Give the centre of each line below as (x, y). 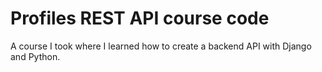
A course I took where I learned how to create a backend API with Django (161, 46)
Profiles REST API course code (140, 18)
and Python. (35, 56)
